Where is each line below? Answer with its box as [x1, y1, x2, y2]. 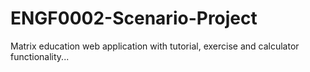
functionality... [10, 50, 70, 62]
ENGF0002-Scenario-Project [10, 7, 258, 30]
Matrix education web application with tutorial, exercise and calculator [10, 40, 300, 52]
